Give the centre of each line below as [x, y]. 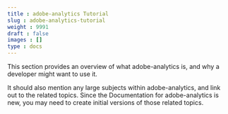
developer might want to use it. [52, 74]
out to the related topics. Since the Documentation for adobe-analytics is [113, 95]
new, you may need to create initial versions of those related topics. [106, 102]
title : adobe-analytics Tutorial [58, 14]
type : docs [25, 46]
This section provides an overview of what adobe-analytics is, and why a [114, 66]
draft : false [28, 33]
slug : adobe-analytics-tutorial [56, 20]
